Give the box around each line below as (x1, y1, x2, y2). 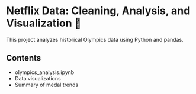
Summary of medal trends (14, 81, 79, 88)
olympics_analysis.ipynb (14, 69, 75, 76)
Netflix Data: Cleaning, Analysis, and (6, 4, 191, 18)
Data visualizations (14, 75, 61, 82)
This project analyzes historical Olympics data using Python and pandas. (6, 36, 184, 43)
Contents (6, 53, 41, 63)
